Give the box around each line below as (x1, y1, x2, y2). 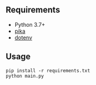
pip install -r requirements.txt (5, 67, 91, 73)
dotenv (14, 33, 33, 41)
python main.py (5, 73, 44, 79)
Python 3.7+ (14, 21, 46, 28)
